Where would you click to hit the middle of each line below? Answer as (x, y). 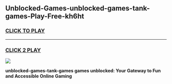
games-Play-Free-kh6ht (45, 17)
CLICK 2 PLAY (23, 50)
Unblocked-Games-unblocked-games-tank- (78, 8)
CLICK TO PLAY (25, 31)
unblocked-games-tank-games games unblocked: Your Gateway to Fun (83, 70)
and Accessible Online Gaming (39, 76)
